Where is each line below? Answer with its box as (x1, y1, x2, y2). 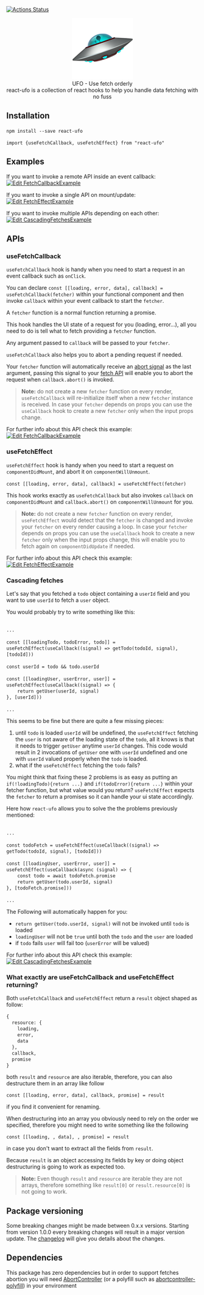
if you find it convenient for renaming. (6, 1103, 101, 1110)
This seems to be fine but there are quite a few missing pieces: (6, 717, 164, 724)
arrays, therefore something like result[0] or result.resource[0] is (21, 1181, 191, 1189)
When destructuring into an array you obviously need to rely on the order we (6, 1115, 199, 1122)
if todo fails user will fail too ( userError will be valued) (15, 939, 150, 946)
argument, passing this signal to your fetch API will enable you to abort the (6, 369, 193, 377)
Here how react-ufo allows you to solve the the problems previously (6, 804, 178, 812)
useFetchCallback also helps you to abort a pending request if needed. (6, 351, 183, 358)
